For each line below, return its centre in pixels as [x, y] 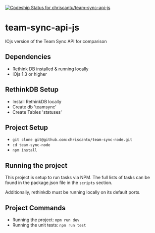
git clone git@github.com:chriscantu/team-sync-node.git [72, 140]
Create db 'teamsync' [34, 107]
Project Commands [35, 208]
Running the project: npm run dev [46, 220]
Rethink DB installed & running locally [50, 69]
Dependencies [28, 57]
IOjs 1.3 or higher [29, 74]
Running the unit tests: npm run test [49, 225]
